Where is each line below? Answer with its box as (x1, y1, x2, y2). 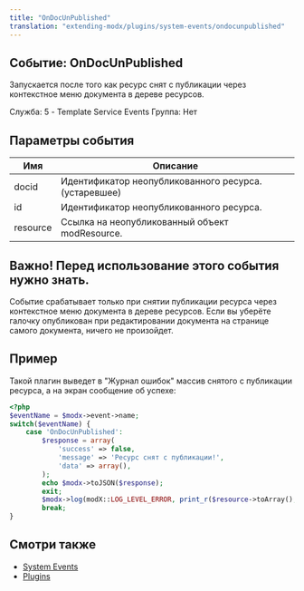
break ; (42, 504, 67, 513)
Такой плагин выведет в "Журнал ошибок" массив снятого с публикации (9, 375, 292, 386)
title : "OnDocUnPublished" (9, 13, 111, 23)
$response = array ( (42, 436, 116, 445)
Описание (152, 160, 199, 172)
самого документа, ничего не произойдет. (9, 325, 174, 335)
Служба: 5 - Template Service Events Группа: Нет (9, 106, 197, 118)
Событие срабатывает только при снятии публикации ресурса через (9, 295, 278, 306)
